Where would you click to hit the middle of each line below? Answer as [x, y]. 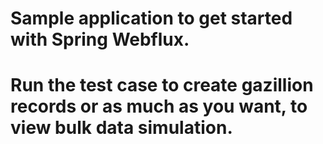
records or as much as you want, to [159, 106]
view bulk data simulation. [121, 128]
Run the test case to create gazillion [162, 85]
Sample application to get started [151, 18]
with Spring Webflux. [100, 39]
